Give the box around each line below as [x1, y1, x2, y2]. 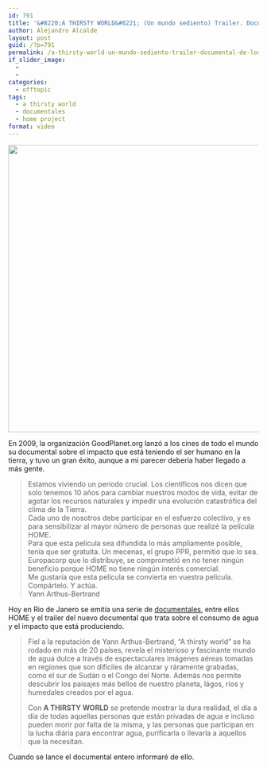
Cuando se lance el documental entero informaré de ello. [8, 752, 195, 762]
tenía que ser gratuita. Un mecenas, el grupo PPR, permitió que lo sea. [27, 546, 258, 557]
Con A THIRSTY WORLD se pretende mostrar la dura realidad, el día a [27, 703, 257, 712]
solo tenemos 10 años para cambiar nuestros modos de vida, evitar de [27, 487, 258, 497]
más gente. [8, 464, 45, 473]
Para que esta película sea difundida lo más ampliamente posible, [27, 538, 242, 548]
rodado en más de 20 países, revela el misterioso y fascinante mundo [27, 645, 256, 654]
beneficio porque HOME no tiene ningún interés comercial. [27, 564, 220, 573]
